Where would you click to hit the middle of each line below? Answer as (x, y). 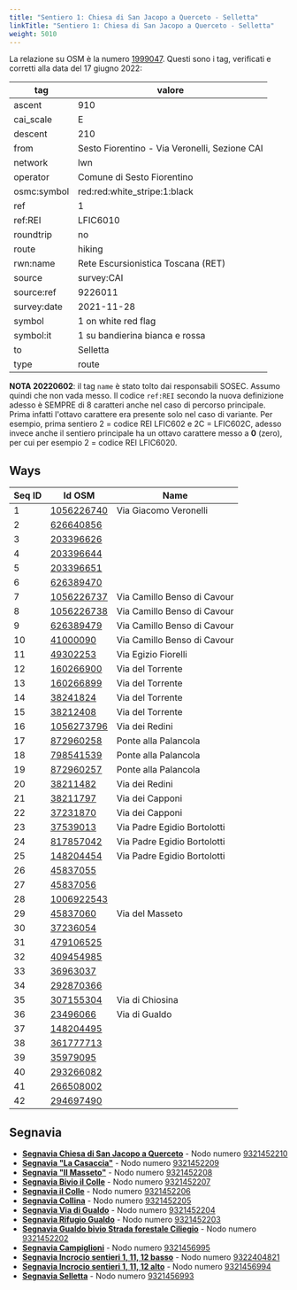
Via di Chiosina (147, 1000)
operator (32, 177)
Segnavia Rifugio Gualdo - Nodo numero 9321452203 (121, 1220)
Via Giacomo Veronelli (162, 510)
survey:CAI (101, 278)
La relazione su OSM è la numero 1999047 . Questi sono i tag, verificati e (140, 59)
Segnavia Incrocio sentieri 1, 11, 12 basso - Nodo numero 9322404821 (151, 1257)
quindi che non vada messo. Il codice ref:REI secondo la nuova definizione (147, 396)
